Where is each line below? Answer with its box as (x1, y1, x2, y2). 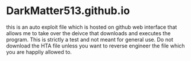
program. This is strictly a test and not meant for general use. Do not (6, 36, 174, 43)
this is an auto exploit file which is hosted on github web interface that (6, 23, 177, 30)
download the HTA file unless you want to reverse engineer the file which (6, 42, 185, 49)
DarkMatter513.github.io (6, 4, 130, 18)
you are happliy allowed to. (6, 48, 72, 55)
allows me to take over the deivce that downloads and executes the (6, 29, 171, 36)
